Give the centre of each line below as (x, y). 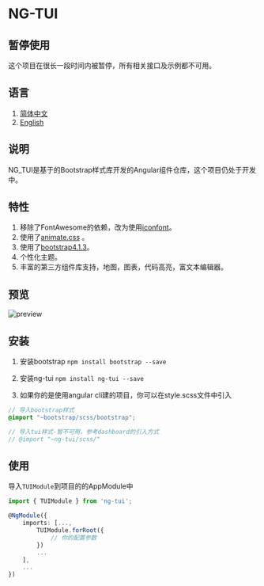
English (32, 122)
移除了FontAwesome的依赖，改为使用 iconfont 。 (98, 227)
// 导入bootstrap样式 (41, 410)
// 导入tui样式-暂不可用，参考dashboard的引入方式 (84, 432)
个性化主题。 (40, 257)
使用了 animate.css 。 (54, 238)
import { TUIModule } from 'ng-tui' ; (70, 501)
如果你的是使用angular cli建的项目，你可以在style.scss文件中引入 (125, 395)
